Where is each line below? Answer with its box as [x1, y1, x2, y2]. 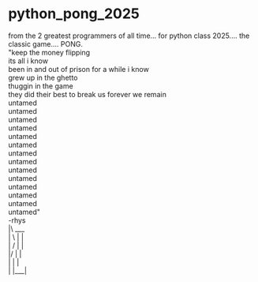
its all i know [8, 56, 49, 66]
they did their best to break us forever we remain [8, 89, 167, 99]
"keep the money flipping [8, 47, 91, 57]
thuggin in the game [8, 81, 73, 91]
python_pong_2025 [8, 5, 140, 23]
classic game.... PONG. [8, 39, 83, 48]
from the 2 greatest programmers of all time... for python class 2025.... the [8, 31, 250, 40]
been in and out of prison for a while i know [8, 64, 150, 73]
